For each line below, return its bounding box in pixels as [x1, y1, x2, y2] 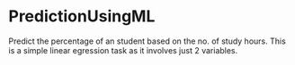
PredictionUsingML [8, 6, 156, 27]
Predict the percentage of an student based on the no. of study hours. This [8, 36, 287, 46]
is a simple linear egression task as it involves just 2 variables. [8, 45, 238, 55]
